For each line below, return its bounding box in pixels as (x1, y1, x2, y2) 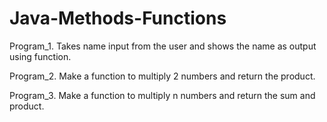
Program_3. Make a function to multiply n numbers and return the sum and (9, 89, 316, 101)
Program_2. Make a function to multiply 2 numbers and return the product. (9, 70, 316, 82)
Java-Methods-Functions (9, 7, 227, 30)
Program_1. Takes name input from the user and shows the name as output (9, 40, 317, 52)
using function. (9, 50, 72, 62)
